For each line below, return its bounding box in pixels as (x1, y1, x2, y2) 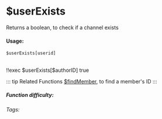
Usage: (6, 37, 25, 44)
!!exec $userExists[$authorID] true (6, 66, 89, 74)
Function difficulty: (6, 91, 54, 98)
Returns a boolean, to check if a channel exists (6, 24, 119, 31)
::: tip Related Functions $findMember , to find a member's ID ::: (6, 78, 157, 85)
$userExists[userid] (6, 50, 57, 57)
